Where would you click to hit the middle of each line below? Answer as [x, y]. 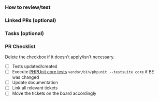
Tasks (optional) [25, 33]
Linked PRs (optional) [31, 20]
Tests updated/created [35, 67]
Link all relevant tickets [35, 88]
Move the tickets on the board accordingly [54, 93]
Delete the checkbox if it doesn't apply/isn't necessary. [60, 57]
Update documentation [35, 83]
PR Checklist [20, 46]
